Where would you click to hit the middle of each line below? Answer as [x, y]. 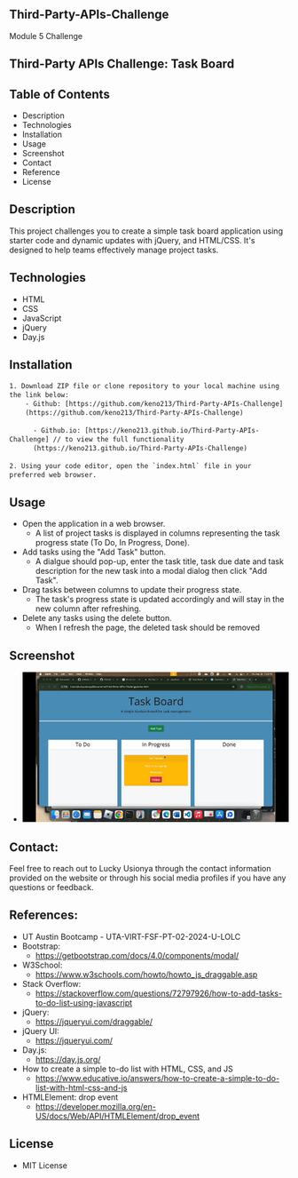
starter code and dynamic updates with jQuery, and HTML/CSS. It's [132, 240]
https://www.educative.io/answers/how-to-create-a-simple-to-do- [157, 1078]
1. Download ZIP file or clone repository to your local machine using [144, 386]
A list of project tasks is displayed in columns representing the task [157, 533]
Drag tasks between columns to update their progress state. [132, 590]
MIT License [45, 1165]
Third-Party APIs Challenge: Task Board [122, 64]
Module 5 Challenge [46, 36]
